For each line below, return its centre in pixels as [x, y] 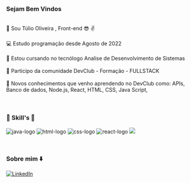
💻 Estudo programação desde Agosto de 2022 [64, 44]
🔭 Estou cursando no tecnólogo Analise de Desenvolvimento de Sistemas [95, 59]
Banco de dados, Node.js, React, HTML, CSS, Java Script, [77, 90]
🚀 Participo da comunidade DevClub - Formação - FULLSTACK [83, 71]
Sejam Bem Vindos [34, 9]
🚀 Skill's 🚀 [21, 118]
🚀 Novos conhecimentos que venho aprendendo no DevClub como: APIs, [95, 84]
